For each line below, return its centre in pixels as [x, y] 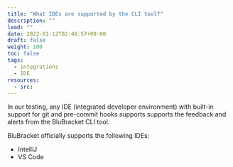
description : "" [31, 21]
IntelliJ [27, 149]
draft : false [27, 41]
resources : [23, 80]
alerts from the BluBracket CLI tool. [59, 122]
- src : [23, 87]
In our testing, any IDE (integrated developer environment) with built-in [111, 107]
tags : [15, 60]
